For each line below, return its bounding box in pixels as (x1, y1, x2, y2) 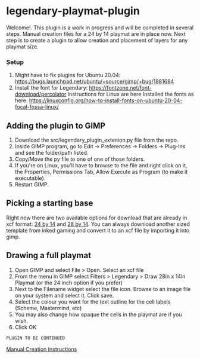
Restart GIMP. (14, 181, 49, 188)
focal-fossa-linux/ (14, 103, 60, 111)
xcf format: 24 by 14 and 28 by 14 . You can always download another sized (6, 220, 190, 228)
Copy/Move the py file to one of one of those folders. (14, 155, 145, 163)
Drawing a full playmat (6, 250, 91, 261)
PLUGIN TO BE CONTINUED (6, 335, 65, 341)
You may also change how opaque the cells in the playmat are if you (14, 311, 183, 318)
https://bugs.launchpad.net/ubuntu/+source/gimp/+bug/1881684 (14, 78, 174, 85)
